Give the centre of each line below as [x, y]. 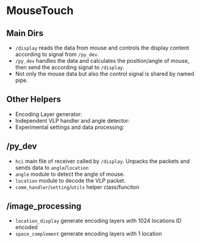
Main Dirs [25, 33]
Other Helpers [34, 99]
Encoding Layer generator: [48, 114]
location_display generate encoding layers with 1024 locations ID [98, 221]
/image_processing [44, 206]
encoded [26, 227]
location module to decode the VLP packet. [70, 180]
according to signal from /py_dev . [57, 54]
